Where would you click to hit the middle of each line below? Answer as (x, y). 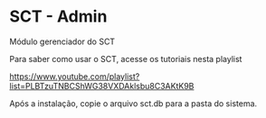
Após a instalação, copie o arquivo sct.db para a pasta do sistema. (133, 103)
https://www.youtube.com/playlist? (75, 76)
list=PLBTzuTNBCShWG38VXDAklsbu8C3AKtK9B (102, 86)
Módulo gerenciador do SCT (62, 41)
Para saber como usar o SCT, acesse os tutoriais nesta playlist (126, 59)
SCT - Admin (58, 17)
